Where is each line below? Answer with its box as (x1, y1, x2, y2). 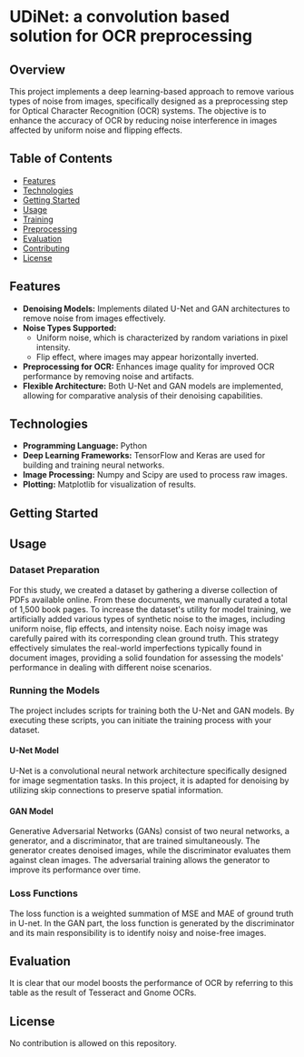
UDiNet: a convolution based (9, 6, 230, 27)
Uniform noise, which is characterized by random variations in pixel (35, 332, 289, 343)
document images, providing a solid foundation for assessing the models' (9, 652, 284, 663)
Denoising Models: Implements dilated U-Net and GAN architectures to (22, 303, 290, 314)
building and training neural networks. (22, 459, 165, 470)
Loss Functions (9, 887, 79, 900)
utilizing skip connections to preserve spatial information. (9, 785, 224, 796)
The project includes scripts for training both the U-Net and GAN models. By (9, 705, 295, 716)
